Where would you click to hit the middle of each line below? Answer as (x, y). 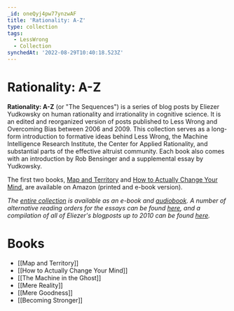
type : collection (33, 27)
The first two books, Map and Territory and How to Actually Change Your (113, 180)
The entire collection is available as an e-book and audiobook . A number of (117, 201)
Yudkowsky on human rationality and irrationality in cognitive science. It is (114, 114)
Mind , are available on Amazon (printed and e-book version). (95, 187)
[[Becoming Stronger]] (50, 300)
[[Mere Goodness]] (45, 292)
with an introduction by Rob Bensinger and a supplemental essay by (105, 159)
